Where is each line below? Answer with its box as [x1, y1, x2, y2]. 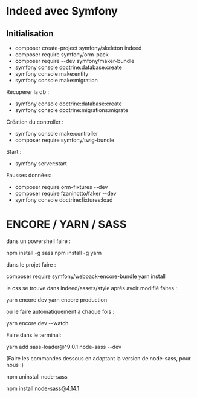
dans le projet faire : [6, 260, 56, 268]
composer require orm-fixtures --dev [15, 184, 108, 190]
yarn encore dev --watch [6, 319, 69, 327]
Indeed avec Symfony [6, 4, 118, 18]
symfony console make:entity [15, 70, 89, 77]
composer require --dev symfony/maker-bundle [15, 58, 135, 64]
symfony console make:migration [15, 77, 98, 84]
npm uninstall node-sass [6, 373, 68, 380]
